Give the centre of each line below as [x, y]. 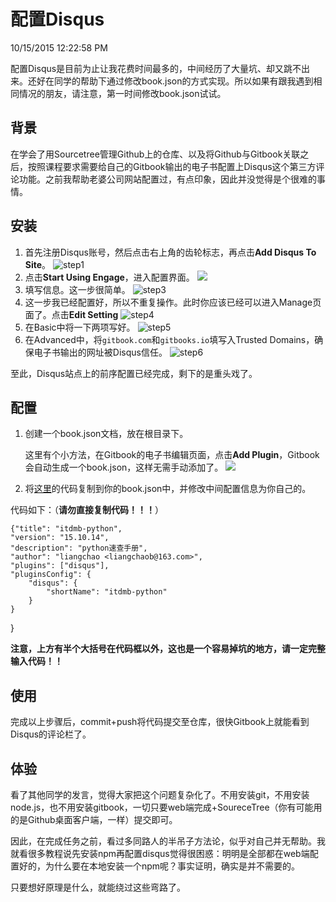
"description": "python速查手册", [79, 548]
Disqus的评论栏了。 [51, 734]
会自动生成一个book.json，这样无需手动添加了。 [124, 467]
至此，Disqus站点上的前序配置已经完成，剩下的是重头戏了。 [134, 373]
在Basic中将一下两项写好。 [80, 327]
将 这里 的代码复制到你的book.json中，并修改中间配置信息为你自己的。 [168, 489]
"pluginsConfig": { [51, 575]
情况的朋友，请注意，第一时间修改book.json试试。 [122, 93]
